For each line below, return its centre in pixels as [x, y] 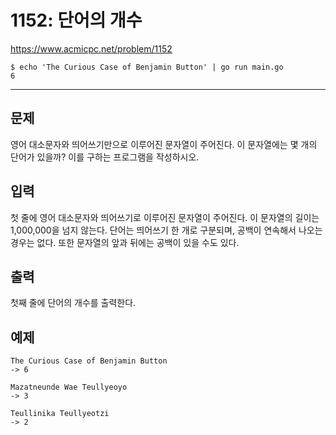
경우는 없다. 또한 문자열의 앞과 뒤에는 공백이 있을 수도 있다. [125, 242]
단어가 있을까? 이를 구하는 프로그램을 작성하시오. [105, 157]
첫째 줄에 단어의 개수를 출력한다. [73, 303]
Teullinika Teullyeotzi [60, 414]
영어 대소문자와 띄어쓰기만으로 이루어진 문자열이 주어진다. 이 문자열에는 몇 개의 [164, 144]
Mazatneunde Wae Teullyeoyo [69, 387]
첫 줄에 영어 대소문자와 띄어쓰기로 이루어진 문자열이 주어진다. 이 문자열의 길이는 [165, 217]
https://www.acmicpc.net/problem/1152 [91, 48]
